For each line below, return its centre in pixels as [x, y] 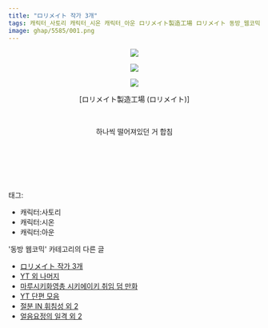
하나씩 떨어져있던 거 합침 [134, 132]
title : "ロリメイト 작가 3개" [53, 16]
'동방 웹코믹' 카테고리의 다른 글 [56, 250]
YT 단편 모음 [40, 296]
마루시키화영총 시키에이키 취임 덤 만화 [79, 286]
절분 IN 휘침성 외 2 [49, 306]
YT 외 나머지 [40, 276]
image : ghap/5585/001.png [51, 30]
